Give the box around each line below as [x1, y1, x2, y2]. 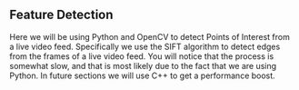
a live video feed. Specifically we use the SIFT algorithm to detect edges [9, 41, 281, 52]
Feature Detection [9, 7, 114, 23]
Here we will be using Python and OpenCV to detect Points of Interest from [9, 31, 291, 42]
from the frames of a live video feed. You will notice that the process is [9, 50, 274, 62]
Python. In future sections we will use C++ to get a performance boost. [9, 70, 275, 81]
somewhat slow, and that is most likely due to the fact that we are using [9, 60, 277, 71]
